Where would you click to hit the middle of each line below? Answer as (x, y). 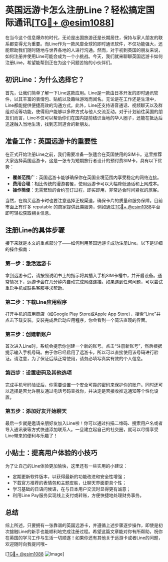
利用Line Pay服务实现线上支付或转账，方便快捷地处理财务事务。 (78, 495)
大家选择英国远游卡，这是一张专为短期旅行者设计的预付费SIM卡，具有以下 (81, 160)
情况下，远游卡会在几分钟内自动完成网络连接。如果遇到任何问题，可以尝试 (86, 281)
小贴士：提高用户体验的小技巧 (51, 453)
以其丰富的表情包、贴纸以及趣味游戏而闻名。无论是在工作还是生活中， (86, 99)
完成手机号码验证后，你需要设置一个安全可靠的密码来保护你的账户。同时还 (82, 385)
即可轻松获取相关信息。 (29, 213)
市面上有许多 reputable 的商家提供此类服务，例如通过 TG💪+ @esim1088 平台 (83, 207)
